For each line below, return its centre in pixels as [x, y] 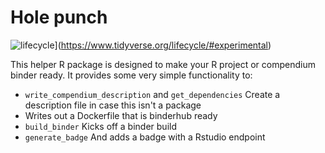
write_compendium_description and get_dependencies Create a [152, 94]
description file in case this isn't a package [113, 105]
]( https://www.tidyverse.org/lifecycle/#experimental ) [163, 45]
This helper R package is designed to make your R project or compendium [163, 64]
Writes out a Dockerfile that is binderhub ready [121, 115]
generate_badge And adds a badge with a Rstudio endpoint [145, 137]
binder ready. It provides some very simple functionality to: [131, 75]
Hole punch [59, 17]
